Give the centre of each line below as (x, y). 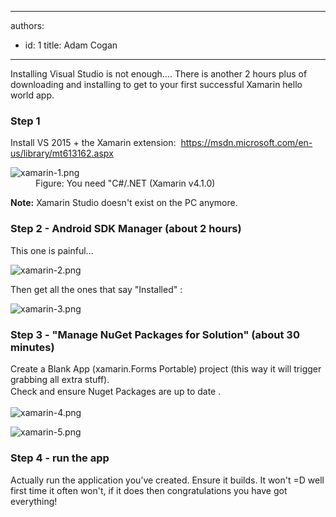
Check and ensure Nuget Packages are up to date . (116, 391)
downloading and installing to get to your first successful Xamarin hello (156, 84)
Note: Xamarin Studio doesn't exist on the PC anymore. (124, 203)
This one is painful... (52, 250)
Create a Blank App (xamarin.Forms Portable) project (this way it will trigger (166, 368)
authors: (27, 25)
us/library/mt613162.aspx (62, 153)
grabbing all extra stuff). (60, 379)
